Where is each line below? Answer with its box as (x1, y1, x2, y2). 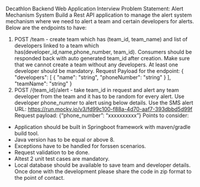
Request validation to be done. (14, 149, 90, 156)
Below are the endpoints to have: (5, 24, 87, 31)
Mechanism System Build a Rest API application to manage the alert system (5, 11, 192, 19)
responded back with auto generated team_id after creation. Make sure (14, 55, 190, 62)
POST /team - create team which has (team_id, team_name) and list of (14, 36, 188, 42)
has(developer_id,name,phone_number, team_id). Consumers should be (14, 48, 192, 56)
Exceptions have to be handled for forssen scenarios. (14, 143, 146, 149)
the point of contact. (14, 174, 65, 181)
